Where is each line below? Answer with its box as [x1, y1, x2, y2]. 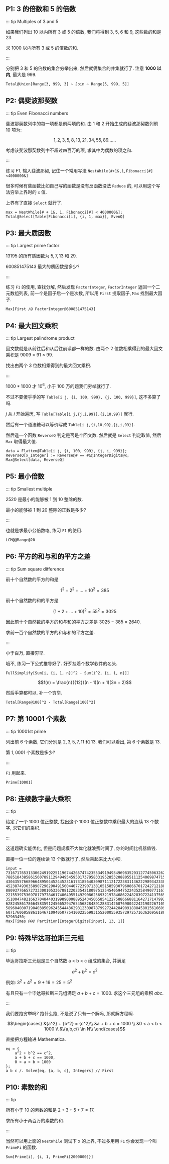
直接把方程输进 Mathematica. [6, 1036, 66, 1042]
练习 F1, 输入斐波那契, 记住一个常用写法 [6, 167, 87, 173]
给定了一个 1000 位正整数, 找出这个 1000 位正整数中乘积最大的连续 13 [6, 819, 149, 825]
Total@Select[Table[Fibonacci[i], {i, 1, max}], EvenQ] [6, 214, 125, 219]
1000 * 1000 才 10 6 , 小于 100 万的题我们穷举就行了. [6, 382, 111, 389]
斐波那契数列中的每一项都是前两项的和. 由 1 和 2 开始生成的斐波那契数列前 [6, 120, 158, 127]
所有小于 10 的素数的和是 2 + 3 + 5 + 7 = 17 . [6, 1107, 95, 1113]
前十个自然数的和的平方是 [6, 598, 59, 604]
